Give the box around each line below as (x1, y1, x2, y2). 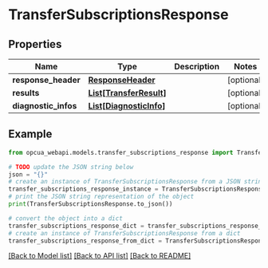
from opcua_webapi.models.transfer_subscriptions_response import (8, 148, 234, 156)
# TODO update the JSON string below (8, 163, 134, 171)
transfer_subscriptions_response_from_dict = (8, 237, 162, 245)
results (12, 88, 40, 98)
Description (174, 61, 220, 72)
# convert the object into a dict (8, 214, 124, 223)
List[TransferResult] (88, 88, 167, 98)
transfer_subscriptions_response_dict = (8, 222, 145, 230)
